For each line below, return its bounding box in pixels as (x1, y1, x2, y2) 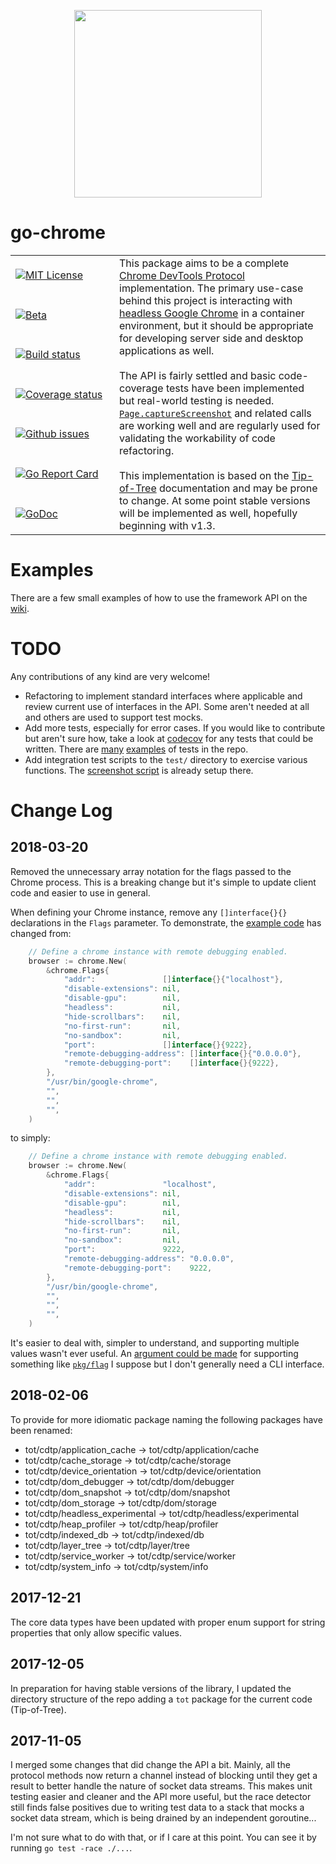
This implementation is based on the (119, 468, 290, 482)
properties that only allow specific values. (10, 1626, 182, 1639)
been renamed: (10, 1424, 73, 1436)
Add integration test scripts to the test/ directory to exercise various (24, 753, 308, 765)
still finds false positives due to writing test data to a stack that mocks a (10, 1801, 305, 1814)
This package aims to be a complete (119, 256, 290, 270)
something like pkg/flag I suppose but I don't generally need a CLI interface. (10, 1358, 325, 1370)
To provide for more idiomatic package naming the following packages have (10, 1413, 323, 1425)
